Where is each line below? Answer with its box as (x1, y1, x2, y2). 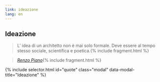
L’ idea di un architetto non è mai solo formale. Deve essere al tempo (17, 42, 156, 49)
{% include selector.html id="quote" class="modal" (5, 67, 109, 73)
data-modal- (109, 67, 135, 73)
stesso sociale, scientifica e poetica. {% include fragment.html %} (17, 48, 149, 54)
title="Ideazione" (5, 72, 39, 78)
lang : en (5, 12, 23, 17)
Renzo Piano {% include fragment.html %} (17, 57, 102, 63)
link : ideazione (5, 7, 38, 12)
